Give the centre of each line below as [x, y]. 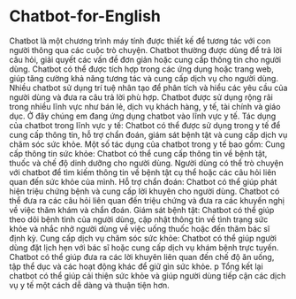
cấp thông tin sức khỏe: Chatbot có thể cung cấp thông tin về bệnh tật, [138, 153]
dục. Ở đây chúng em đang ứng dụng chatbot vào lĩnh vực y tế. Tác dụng [143, 116]
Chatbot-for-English [85, 16]
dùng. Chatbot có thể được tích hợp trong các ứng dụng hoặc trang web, [141, 69]
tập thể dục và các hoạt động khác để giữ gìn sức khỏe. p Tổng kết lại [136, 266]
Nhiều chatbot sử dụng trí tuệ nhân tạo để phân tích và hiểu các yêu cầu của [148, 88]
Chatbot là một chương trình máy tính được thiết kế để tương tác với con [140, 41]
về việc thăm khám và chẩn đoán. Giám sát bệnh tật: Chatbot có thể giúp [142, 210]
